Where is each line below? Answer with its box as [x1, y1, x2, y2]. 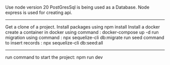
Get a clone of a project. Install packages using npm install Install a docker [5, 24, 160, 29]
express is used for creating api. [5, 9, 72, 15]
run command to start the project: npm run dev [5, 54, 103, 60]
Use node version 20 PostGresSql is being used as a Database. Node [5, 4, 150, 10]
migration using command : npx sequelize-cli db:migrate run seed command [5, 34, 164, 40]
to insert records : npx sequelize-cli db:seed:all [5, 40, 103, 45]
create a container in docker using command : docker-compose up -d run [5, 29, 159, 35]
